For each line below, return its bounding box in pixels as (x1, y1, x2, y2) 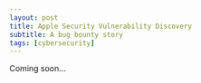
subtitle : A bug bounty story (9, 30, 124, 39)
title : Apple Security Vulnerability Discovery (9, 22, 193, 31)
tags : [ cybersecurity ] (9, 38, 95, 48)
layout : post (9, 13, 59, 23)
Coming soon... (9, 63, 66, 74)
